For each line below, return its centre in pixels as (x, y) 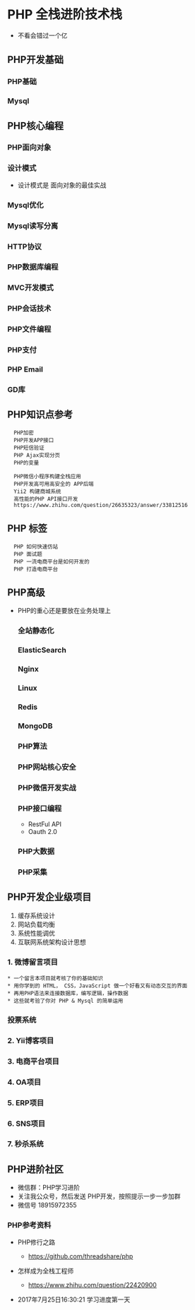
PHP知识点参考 (40, 415)
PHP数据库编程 (33, 267)
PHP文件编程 (29, 329)
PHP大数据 (36, 851)
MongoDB (35, 726)
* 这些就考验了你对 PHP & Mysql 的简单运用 (65, 1001)
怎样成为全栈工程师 (46, 1270)
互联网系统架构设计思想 (52, 942)
